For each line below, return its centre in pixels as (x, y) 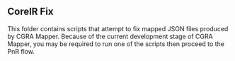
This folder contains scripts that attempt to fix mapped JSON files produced (118, 28)
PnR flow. (21, 51)
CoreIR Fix (30, 12)
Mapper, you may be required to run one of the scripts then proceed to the (116, 44)
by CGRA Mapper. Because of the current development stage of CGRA (110, 36)
